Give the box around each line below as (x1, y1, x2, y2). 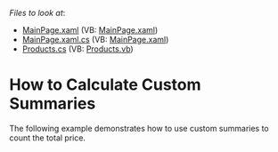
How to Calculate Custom (9, 75, 202, 95)
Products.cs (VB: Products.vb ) (21, 44, 134, 54)
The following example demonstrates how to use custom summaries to (9, 123, 269, 133)
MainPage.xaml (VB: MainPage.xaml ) (21, 25, 159, 35)
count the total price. (9, 132, 86, 143)
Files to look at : (9, 8, 66, 18)
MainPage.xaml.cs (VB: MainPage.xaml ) (21, 35, 169, 44)
